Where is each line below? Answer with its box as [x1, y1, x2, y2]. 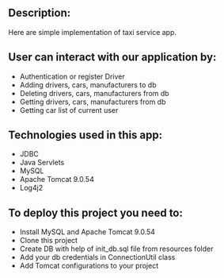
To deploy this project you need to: [8, 206, 184, 219]
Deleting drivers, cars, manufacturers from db [19, 88, 169, 98]
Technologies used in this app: [8, 129, 163, 142]
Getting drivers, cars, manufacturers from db [19, 97, 166, 106]
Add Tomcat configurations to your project [19, 261, 159, 271]
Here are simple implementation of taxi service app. [8, 27, 177, 37]
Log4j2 [19, 183, 44, 193]
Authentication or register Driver [19, 71, 125, 81]
